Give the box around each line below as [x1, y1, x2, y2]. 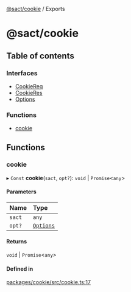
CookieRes [15, 89, 43, 96]
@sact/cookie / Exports [6, 5, 65, 12]
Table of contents [6, 50, 74, 61]
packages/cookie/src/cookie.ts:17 [6, 279, 91, 286]
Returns [6, 237, 27, 245]
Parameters [6, 188, 37, 195]
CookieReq [15, 82, 43, 90]
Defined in [6, 265, 34, 273]
